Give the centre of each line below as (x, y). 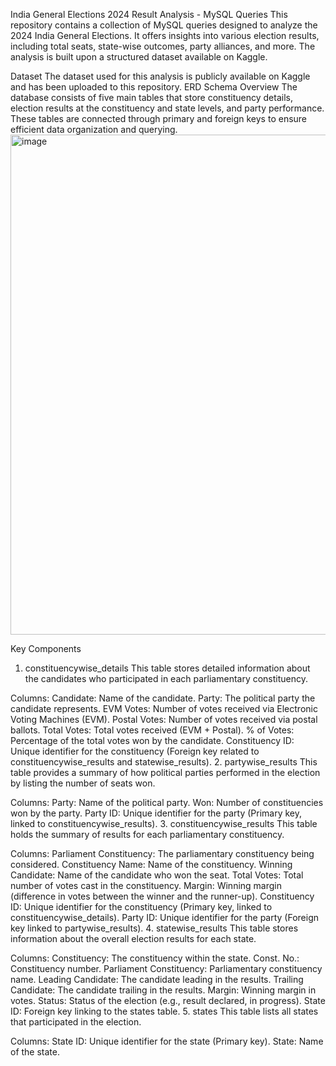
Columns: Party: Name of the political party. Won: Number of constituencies (167, 802)
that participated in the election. (76, 1022)
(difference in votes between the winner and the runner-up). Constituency (162, 896)
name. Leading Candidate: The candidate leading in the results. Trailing (157, 979)
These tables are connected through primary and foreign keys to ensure (159, 118)
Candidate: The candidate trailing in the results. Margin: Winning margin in (163, 990)
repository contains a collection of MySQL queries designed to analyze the (164, 25)
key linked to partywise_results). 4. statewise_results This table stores (154, 928)
